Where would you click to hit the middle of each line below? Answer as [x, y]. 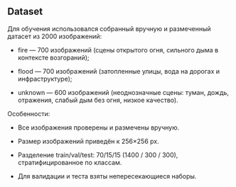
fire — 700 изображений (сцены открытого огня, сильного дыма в [118, 50]
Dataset [25, 12]
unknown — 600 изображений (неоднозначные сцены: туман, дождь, [123, 92]
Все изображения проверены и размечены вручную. [98, 127]
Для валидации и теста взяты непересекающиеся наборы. [107, 176]
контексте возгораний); [53, 57]
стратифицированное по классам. [70, 162]
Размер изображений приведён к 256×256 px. [88, 141]
